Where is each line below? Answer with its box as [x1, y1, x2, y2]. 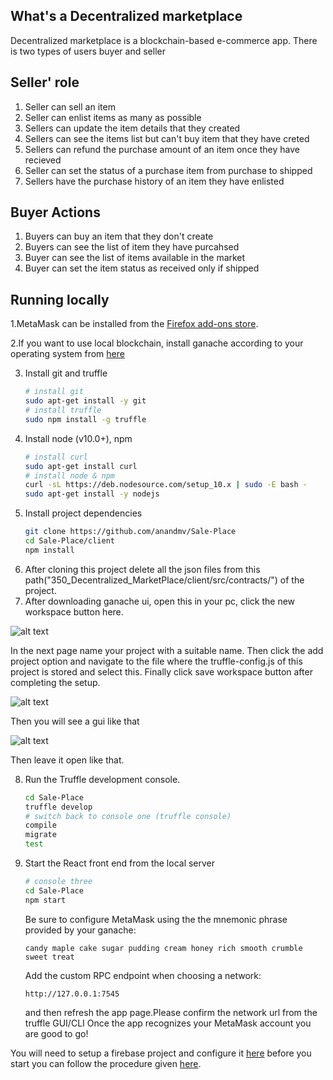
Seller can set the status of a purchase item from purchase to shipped [24, 164, 313, 176]
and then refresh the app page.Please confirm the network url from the [24, 1006, 318, 1018]
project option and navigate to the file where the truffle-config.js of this [10, 655, 303, 667]
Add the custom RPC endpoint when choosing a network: [24, 969, 262, 981]
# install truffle [24, 405, 102, 415]
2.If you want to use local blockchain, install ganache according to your [10, 337, 304, 349]
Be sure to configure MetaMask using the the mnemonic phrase [24, 913, 288, 925]
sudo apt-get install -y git [24, 396, 147, 406]
